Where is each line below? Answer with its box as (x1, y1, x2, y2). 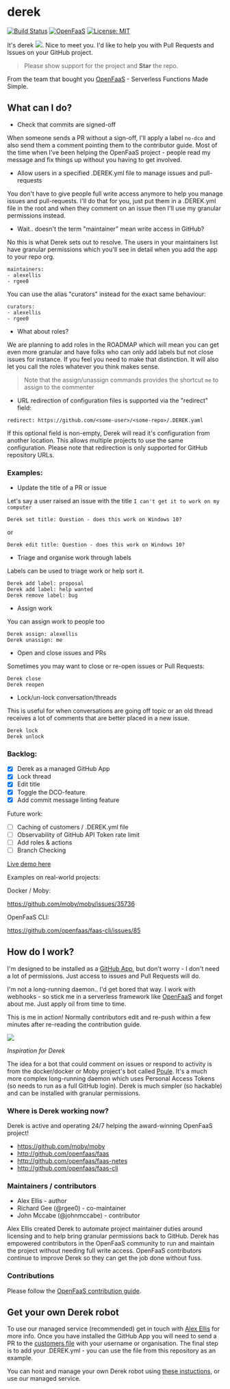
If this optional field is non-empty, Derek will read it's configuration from (7, 428, 210, 437)
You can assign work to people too (7, 617, 105, 625)
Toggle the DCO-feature (16, 788, 86, 796)
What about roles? (16, 327, 69, 335)
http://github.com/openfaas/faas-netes (16, 1157, 128, 1165)
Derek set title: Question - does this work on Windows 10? (7, 516, 183, 523)
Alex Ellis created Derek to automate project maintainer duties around (7, 1225, 203, 1233)
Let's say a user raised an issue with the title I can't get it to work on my (7, 497, 220, 505)
